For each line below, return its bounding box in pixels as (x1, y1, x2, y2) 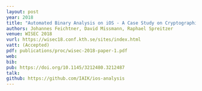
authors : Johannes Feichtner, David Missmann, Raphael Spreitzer (6, 25, 173, 32)
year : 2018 (6, 14, 34, 20)
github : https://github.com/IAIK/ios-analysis (6, 75, 125, 81)
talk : (6, 70, 20, 76)
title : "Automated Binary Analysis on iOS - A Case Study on (6, 20, 163, 26)
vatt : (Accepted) (6, 43, 50, 48)
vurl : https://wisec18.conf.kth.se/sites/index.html (6, 37, 141, 43)
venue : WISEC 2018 (6, 31, 52, 37)
